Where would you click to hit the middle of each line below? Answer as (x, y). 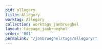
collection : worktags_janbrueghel (42, 24)
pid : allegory (21, 10)
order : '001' (19, 34)
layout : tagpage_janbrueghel (36, 29)
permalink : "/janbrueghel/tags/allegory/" (51, 39)
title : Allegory (23, 15)
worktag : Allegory (25, 19)
